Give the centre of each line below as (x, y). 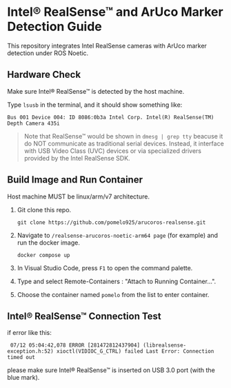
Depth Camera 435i (33, 123)
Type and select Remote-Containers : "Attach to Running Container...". (117, 281)
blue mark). (23, 378)
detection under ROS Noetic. (48, 53)
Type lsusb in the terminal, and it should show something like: (95, 105)
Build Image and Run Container (75, 180)
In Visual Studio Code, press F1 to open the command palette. (105, 268)
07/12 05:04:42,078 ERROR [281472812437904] (75, 345)
